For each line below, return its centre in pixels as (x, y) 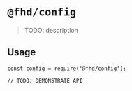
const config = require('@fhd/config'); (67, 69)
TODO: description (51, 30)
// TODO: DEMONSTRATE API (45, 80)
